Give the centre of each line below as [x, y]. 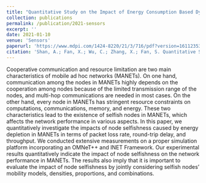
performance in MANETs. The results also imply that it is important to [93, 160]
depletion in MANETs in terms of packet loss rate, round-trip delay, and [96, 134]
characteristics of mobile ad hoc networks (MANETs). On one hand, [92, 76]
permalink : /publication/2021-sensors [56, 23]
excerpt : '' [21, 29]
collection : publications [39, 18]
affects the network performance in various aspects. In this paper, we [94, 121]
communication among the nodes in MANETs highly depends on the [92, 82]
